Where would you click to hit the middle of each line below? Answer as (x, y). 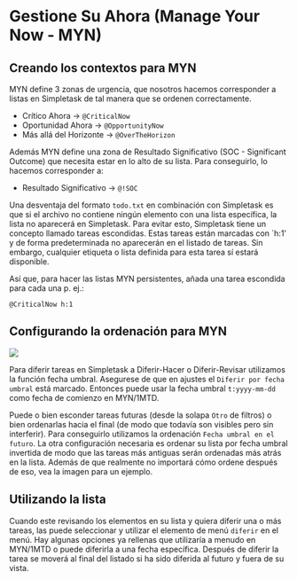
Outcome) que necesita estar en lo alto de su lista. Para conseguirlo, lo (138, 161)
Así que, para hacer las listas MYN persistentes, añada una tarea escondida (147, 278)
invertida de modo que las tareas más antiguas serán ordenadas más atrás (145, 452)
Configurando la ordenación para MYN (118, 331)
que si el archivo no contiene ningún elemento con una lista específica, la (143, 214)
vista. (19, 568)
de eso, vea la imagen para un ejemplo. (81, 471)
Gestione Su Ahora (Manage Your (134, 16)
